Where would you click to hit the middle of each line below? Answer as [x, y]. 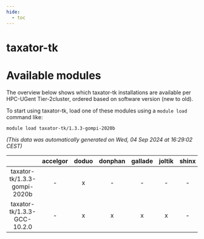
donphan [112, 161]
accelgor [55, 161]
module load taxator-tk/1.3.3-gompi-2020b [61, 128]
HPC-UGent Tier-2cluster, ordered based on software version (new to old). [100, 99]
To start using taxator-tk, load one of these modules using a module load [97, 111]
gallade [142, 161]
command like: [25, 117]
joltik [166, 161]
